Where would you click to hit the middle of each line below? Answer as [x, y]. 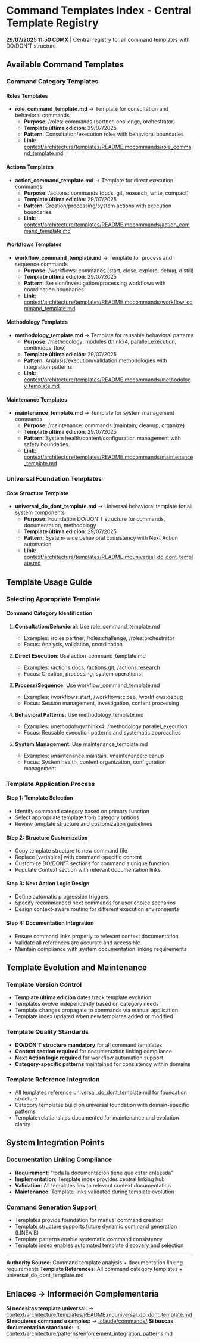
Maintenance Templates [37, 399]
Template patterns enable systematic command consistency [88, 1239]
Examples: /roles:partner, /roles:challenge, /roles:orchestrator [99, 638]
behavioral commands [42, 115]
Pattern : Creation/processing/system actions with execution [97, 206]
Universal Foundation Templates [54, 479]
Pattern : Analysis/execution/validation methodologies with [96, 360]
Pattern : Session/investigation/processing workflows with [95, 283]
